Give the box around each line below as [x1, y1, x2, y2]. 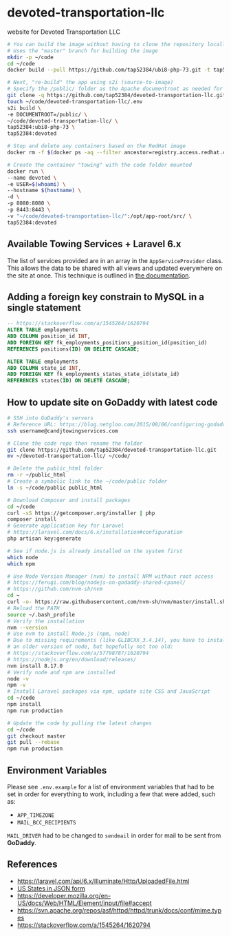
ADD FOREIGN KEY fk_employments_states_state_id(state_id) [7, 371, 180, 378]
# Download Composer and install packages [7, 497, 131, 503]
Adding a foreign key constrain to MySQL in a [7, 291, 205, 302]
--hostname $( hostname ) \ [7, 187, 81, 194]
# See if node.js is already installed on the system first [7, 548, 184, 554]
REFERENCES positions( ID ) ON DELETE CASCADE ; [7, 346, 140, 353]
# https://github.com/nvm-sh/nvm [7, 585, 103, 593]
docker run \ [7, 167, 45, 175]
